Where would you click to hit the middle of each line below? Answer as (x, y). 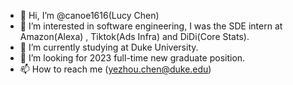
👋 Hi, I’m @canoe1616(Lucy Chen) (89, 15)
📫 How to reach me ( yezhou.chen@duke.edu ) (115, 69)
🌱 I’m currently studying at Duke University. (109, 47)
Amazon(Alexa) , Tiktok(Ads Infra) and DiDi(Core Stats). (134, 36)
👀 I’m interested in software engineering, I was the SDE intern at (151, 26)
